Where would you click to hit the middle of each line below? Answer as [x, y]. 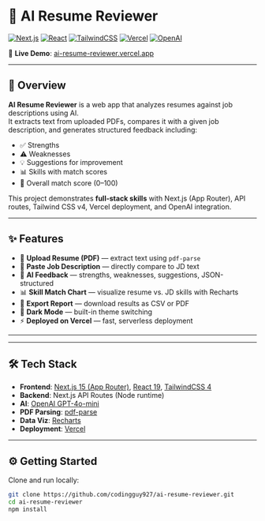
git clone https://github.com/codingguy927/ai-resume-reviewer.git [121, 495]
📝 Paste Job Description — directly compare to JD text [109, 266]
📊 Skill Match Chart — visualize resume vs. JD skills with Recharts [129, 292]
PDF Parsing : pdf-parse [58, 412]
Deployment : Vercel [52, 429]
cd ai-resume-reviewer [45, 502]
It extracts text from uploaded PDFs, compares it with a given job [114, 121]
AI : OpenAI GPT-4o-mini [60, 404]
